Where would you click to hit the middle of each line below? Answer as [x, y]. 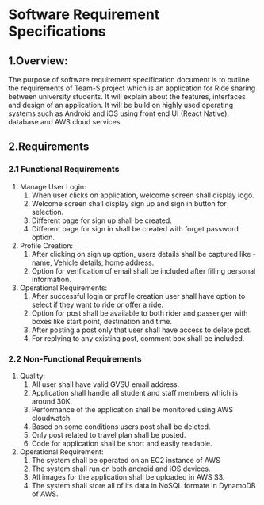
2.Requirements [49, 147]
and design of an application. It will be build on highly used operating [121, 105]
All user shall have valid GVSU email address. [105, 384]
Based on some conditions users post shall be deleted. [121, 427]
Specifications [57, 31]
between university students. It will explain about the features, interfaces [127, 96]
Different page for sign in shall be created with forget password [135, 228]
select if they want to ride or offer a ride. [98, 304]
